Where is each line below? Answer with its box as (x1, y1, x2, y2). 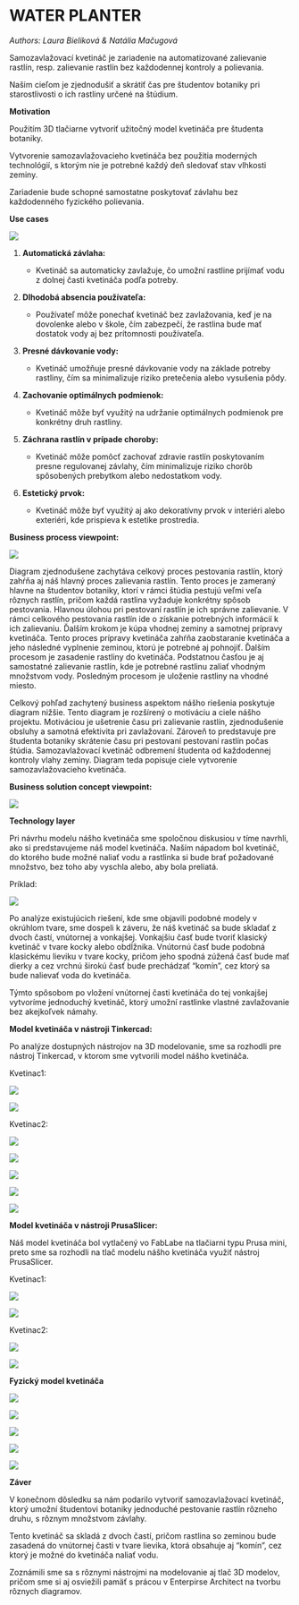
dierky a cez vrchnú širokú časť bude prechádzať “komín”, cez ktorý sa (9, 960, 270, 971)
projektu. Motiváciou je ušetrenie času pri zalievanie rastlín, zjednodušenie (9, 716, 284, 727)
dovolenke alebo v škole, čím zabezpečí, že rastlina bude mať (35, 319, 262, 329)
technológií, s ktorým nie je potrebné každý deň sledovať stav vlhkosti (9, 159, 267, 170)
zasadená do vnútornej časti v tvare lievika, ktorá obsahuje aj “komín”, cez (9, 1540, 283, 1550)
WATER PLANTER (9, 5, 142, 26)
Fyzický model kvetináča (9, 1375, 104, 1386)
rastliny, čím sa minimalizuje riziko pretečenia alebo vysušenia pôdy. (35, 372, 287, 383)
